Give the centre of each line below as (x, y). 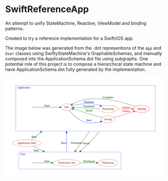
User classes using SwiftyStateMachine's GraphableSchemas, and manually (84, 53)
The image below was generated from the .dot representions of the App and (83, 48)
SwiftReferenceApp (47, 9)
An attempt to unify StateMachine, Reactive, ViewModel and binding (76, 23)
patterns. (15, 28)
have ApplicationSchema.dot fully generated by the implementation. (76, 69)
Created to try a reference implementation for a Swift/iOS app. (70, 38)
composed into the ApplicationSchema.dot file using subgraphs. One (77, 58)
